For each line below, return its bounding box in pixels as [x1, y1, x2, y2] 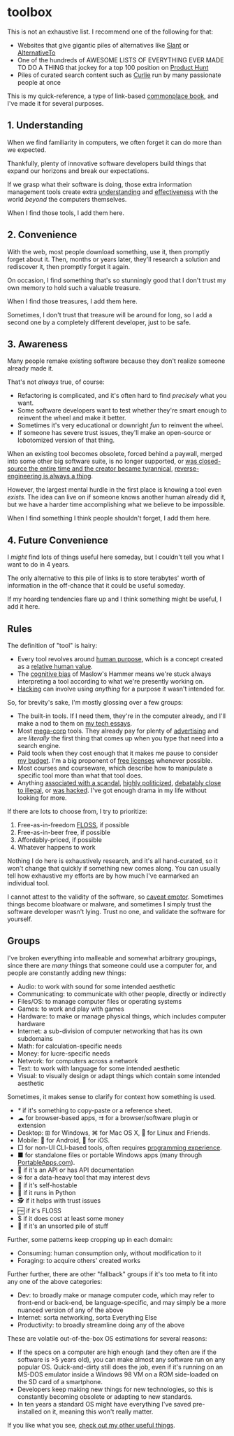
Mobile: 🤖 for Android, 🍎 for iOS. [17, 1135, 110, 1144]
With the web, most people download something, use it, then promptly [7, 247, 210, 256]
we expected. [7, 145, 47, 154]
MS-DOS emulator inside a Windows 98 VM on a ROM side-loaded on [17, 1370, 219, 1379]
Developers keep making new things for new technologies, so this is [17, 1385, 214, 1393]
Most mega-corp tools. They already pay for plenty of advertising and [17, 726, 219, 735]
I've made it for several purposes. [7, 99, 104, 107]
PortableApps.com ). [17, 1158, 75, 1166]
